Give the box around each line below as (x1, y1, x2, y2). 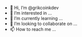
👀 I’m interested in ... (9, 10, 52, 16)
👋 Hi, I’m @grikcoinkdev (9, 5, 59, 10)
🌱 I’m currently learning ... (9, 15, 63, 21)
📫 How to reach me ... (9, 26, 56, 32)
